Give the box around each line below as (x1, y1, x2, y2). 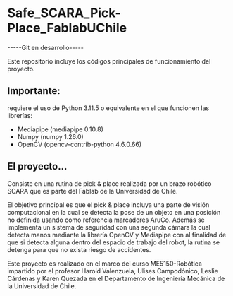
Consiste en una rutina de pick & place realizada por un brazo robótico (7, 179, 212, 188)
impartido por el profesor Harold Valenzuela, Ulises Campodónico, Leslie (7, 266, 218, 275)
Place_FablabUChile (7, 20, 127, 36)
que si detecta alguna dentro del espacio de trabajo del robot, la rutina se (7, 238, 220, 247)
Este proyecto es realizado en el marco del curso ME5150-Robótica (7, 259, 203, 268)
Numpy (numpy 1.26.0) (17, 132, 84, 141)
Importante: (7, 85, 61, 97)
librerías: (7, 111, 33, 119)
